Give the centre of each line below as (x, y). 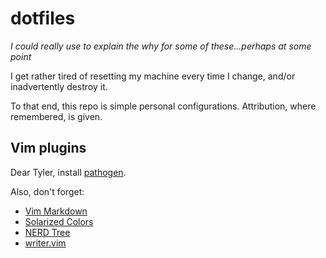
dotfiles (43, 18)
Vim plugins (48, 148)
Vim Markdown (56, 211)
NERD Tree (47, 232)
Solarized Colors (59, 221)
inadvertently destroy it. (59, 86)
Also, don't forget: (47, 191)
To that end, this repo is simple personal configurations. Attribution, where (163, 106)
